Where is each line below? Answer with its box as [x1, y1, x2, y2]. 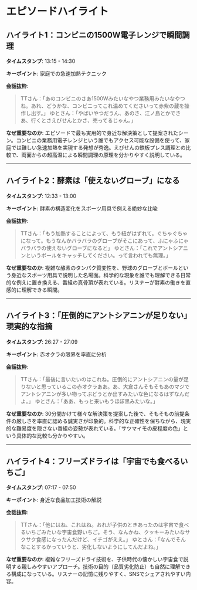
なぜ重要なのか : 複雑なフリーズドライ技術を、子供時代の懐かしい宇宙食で [6, 556, 184, 563]
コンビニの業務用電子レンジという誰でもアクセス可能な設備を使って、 [16, 137, 185, 144]
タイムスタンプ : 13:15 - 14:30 [6, 57, 76, 65]
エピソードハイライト [6, 5, 109, 18]
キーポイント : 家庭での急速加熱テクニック [6, 70, 107, 77]
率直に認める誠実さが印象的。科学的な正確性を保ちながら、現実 [36, 417, 191, 425]
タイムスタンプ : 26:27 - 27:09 [6, 338, 78, 345]
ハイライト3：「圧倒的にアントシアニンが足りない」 [6, 311, 188, 321]
